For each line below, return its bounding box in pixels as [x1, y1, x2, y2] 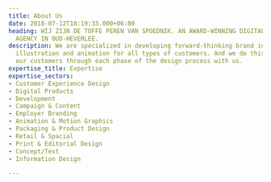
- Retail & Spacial [8, 132, 74, 140]
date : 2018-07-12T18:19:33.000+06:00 [8, 19, 135, 28]
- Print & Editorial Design [8, 139, 103, 148]
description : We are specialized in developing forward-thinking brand [8, 42, 254, 50]
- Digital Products [8, 87, 74, 95]
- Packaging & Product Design [8, 125, 110, 133]
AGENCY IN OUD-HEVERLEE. [15, 34, 99, 43]
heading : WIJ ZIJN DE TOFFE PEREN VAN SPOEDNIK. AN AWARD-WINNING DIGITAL [8, 27, 265, 35]
